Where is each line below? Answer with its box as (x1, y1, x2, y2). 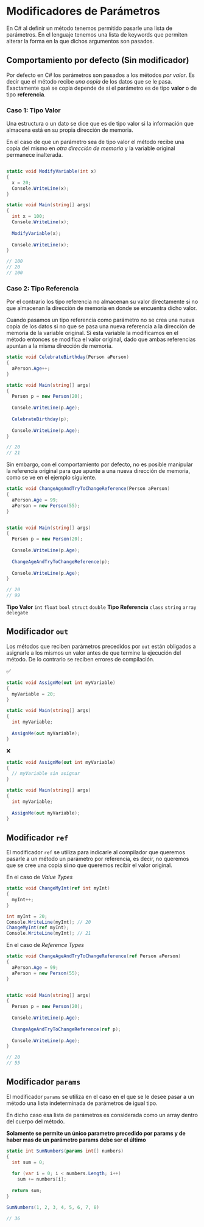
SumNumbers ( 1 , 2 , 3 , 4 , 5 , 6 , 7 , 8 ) (6, 1204, 99, 1211)
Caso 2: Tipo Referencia (6, 284, 79, 292)
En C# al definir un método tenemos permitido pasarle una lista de (6, 24, 172, 32)
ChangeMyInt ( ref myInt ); (6, 924, 69, 931)
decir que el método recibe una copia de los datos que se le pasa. (6, 77, 172, 85)
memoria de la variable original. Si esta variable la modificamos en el (6, 329, 178, 337)
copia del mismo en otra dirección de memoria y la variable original (6, 145, 175, 152)
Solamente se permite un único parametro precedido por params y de (6, 1129, 186, 1137)
